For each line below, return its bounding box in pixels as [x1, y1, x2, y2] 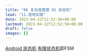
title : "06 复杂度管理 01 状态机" [5, 7, 72, 13]
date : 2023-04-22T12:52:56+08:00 [5, 17, 76, 22]
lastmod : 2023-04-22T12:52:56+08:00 [5, 21, 83, 27]
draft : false [5, 26, 33, 31]
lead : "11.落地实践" [5, 12, 46, 17]
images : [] [5, 31, 28, 36]
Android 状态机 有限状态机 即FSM [5, 45, 74, 51]
